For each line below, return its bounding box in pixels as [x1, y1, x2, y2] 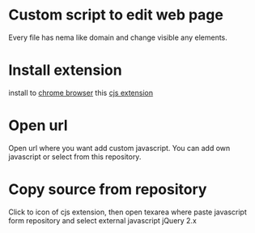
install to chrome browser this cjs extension [8, 88, 154, 97]
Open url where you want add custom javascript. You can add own [8, 143, 231, 153]
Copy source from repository [8, 180, 207, 198]
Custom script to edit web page [8, 6, 224, 24]
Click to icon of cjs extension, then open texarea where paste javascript [8, 207, 247, 217]
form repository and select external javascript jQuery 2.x [8, 215, 197, 225]
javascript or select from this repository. [8, 152, 142, 162]
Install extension [8, 61, 123, 80]
